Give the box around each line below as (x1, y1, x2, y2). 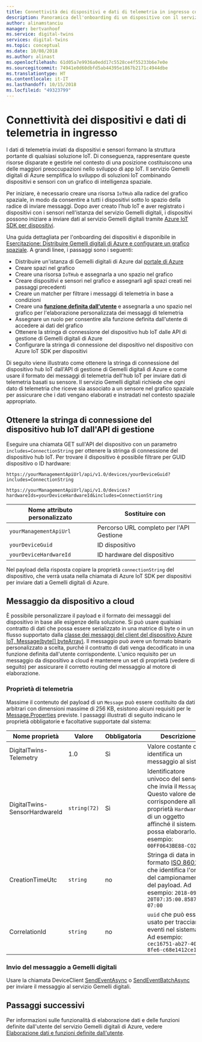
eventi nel (147, 925, 175, 934)
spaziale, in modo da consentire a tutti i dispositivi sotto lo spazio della (6, 196, 181, 203)
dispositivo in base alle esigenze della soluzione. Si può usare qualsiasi (6, 618, 182, 626)
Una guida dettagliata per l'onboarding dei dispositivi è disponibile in (6, 233, 176, 240)
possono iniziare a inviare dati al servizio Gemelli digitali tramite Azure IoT (6, 215, 188, 222)
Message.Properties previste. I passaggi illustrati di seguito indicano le (6, 711, 182, 718)
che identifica (147, 865, 186, 874)
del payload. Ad (147, 880, 192, 889)
